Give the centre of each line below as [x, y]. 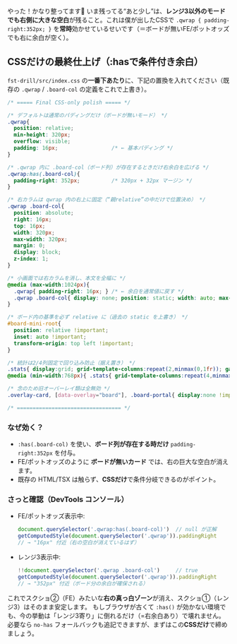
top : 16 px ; [30, 226]
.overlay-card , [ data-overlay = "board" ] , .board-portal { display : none [112, 395]
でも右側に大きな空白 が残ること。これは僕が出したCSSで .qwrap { [104, 20]
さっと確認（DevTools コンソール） [68, 499]
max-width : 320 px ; [41, 239]
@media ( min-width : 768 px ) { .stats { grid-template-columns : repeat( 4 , [110, 376]
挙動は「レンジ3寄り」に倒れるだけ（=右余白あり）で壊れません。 [128, 615]
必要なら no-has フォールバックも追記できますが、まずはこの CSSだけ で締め [117, 624]
